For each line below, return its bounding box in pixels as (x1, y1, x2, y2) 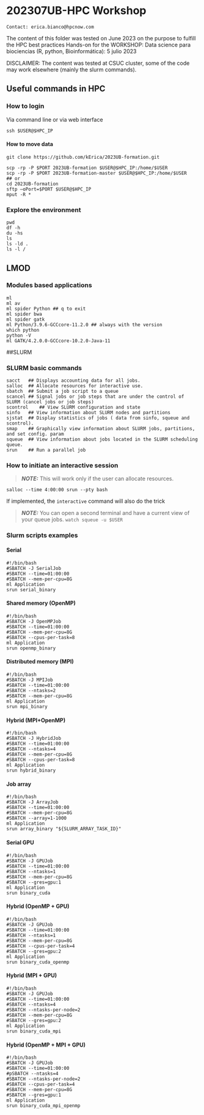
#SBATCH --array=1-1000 (6, 815, 67, 822)
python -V (6, 332, 32, 338)
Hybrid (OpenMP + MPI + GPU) (6, 1041, 86, 1048)
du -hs (6, 230, 23, 236)
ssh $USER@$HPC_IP (6, 128, 53, 134)
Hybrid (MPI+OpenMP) (6, 716, 66, 724)
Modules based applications (6, 281, 93, 290)
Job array (6, 780, 32, 788)
